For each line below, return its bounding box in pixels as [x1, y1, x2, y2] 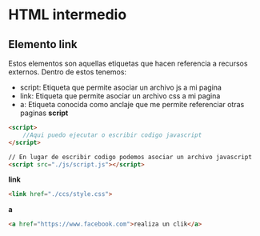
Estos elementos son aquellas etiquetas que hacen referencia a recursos [8, 58, 248, 68]
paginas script [19, 108, 69, 118]
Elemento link [8, 38, 78, 51]
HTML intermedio [8, 6, 127, 24]
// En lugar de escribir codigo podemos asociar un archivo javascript [8, 153, 252, 161]
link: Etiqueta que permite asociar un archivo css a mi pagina [19, 91, 221, 101]
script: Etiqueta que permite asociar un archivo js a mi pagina [19, 82, 222, 92]
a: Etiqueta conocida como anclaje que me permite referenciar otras [19, 100, 245, 109]
